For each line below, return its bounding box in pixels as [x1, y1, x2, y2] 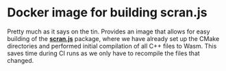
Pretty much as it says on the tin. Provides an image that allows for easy [7, 27, 210, 35]
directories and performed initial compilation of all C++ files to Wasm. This [7, 42, 217, 50]
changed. [7, 56, 34, 64]
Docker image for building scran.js [7, 5, 208, 20]
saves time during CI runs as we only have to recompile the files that [7, 49, 200, 57]
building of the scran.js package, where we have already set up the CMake [7, 34, 220, 42]
